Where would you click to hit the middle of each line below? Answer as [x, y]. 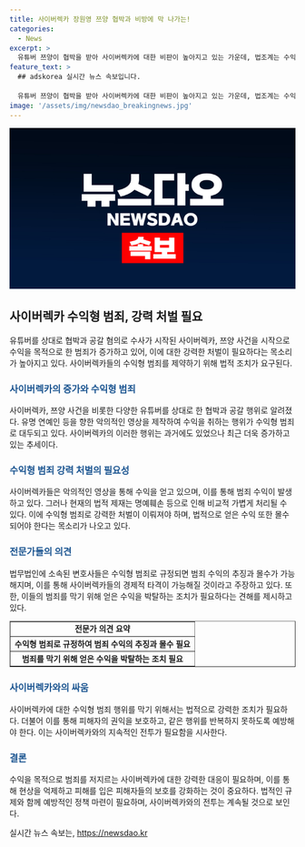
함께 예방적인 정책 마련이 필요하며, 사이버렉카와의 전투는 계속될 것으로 [150, 802]
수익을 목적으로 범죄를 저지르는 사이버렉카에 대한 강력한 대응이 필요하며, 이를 [145, 780]
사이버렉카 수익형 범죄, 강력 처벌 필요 [106, 317]
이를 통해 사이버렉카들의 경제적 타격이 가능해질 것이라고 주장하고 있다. [159, 585]
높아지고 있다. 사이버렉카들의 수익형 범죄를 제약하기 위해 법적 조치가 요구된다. [156, 363]
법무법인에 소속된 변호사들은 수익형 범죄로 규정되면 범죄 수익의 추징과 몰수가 [144, 573]
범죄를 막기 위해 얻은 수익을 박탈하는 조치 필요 [102, 659]
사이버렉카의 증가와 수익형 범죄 [73, 388]
